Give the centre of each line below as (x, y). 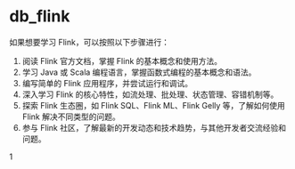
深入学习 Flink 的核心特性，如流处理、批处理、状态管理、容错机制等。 (150, 94)
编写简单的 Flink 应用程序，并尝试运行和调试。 (107, 83)
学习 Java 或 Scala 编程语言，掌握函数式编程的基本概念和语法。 (139, 72)
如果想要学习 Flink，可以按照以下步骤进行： (89, 42)
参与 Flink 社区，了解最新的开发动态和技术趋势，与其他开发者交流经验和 (154, 127)
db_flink (40, 16)
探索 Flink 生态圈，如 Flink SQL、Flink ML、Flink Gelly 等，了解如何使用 (153, 105)
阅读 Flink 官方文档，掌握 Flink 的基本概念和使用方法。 (122, 60)
